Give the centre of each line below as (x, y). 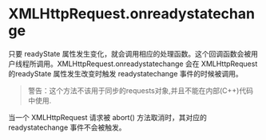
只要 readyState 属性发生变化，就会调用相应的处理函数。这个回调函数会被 (130, 53)
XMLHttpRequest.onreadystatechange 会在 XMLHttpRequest (157, 64)
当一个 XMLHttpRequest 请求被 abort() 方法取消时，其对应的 (108, 117)
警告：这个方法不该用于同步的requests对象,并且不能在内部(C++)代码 (141, 90)
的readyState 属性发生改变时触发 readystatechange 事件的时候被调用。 (125, 73)
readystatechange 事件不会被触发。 (67, 127)
